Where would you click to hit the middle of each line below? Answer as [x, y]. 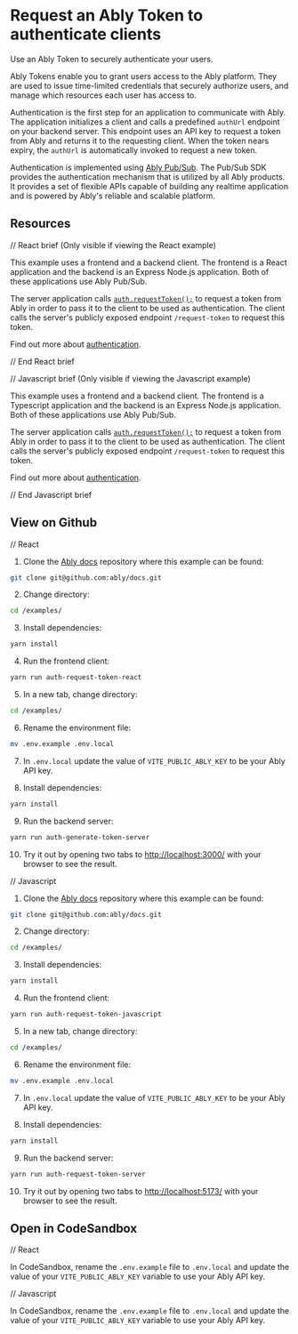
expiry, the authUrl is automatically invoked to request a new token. [134, 150]
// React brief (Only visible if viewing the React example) [113, 245]
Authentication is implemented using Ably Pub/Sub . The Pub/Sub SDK [138, 167]
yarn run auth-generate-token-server [80, 837]
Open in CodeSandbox [74, 1228]
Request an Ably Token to [107, 16]
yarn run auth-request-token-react [76, 678]
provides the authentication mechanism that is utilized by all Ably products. [148, 177]
